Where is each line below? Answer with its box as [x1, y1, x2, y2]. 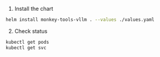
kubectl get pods [5, 39, 50, 45]
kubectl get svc [5, 44, 46, 50]
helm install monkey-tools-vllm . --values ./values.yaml [5, 17, 155, 23]
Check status [14, 27, 48, 35]
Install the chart [14, 5, 54, 12]
